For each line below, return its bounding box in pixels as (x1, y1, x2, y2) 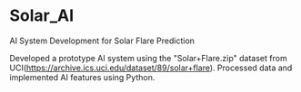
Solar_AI (9, 5, 75, 26)
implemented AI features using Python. (9, 71, 156, 82)
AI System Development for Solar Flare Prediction (9, 35, 196, 46)
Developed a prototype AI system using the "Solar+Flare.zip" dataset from (9, 52, 288, 63)
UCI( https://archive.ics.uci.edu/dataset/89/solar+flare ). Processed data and (9, 62, 293, 73)
